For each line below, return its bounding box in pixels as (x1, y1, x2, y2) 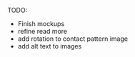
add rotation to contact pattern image (17, 34, 129, 43)
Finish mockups (17, 20, 65, 27)
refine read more (17, 27, 68, 35)
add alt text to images (17, 42, 82, 50)
